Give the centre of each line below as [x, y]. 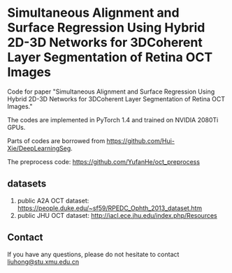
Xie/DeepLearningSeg [39, 148]
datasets [27, 184]
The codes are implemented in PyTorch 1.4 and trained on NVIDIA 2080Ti [113, 119]
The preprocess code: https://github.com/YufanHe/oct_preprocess [104, 161]
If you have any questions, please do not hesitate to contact [93, 254]
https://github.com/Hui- [140, 140]
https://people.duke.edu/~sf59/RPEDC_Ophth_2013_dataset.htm [110, 208]
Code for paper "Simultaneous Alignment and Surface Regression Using [111, 91]
